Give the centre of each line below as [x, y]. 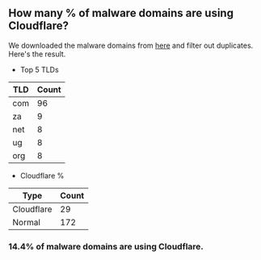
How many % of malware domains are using [121, 13]
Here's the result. [37, 54]
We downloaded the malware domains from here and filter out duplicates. [131, 45]
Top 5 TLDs [39, 69]
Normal [26, 222]
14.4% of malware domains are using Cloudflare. [106, 246]
